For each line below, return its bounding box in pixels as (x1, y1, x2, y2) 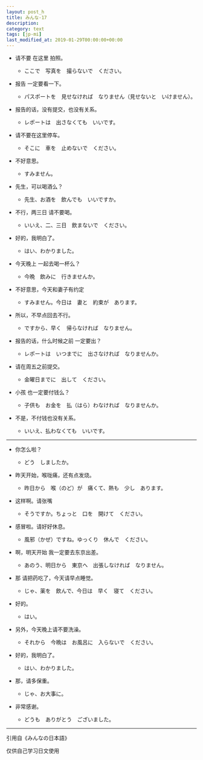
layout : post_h (6, 8, 45, 15)
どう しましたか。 (24, 459, 72, 466)
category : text (6, 25, 45, 32)
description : (6, 20, 39, 26)
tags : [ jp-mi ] (6, 31, 42, 38)
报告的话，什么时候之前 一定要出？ (14, 337, 101, 344)
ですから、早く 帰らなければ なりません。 (24, 324, 136, 332)
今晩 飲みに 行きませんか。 (24, 273, 98, 280)
